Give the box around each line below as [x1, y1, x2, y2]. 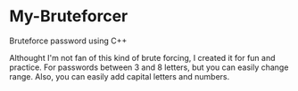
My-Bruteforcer [9, 6, 128, 27]
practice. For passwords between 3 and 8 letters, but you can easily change [9, 62, 289, 72]
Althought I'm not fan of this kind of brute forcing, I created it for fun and [9, 52, 276, 63]
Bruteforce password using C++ [9, 35, 128, 46]
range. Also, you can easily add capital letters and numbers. [9, 71, 230, 81]
